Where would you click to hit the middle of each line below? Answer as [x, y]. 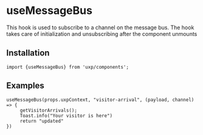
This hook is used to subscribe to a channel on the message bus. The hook [100, 27]
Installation [28, 53]
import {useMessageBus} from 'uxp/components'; [68, 67]
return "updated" [42, 121]
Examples [25, 86]
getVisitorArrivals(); [49, 110]
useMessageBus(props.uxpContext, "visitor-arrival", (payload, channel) [100, 100]
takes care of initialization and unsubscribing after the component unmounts [102, 33]
